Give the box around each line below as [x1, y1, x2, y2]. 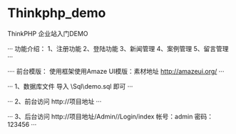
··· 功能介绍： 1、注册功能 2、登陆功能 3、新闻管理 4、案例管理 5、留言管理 [7, 44, 229, 52]
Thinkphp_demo [7, 5, 106, 21]
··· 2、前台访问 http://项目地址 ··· [7, 97, 102, 106]
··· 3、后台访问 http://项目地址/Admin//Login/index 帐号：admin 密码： [7, 112, 214, 121]
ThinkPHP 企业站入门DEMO [7, 29, 88, 38]
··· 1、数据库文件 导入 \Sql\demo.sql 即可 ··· [7, 82, 133, 90]
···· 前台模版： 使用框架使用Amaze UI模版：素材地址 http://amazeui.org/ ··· [7, 67, 225, 75]
